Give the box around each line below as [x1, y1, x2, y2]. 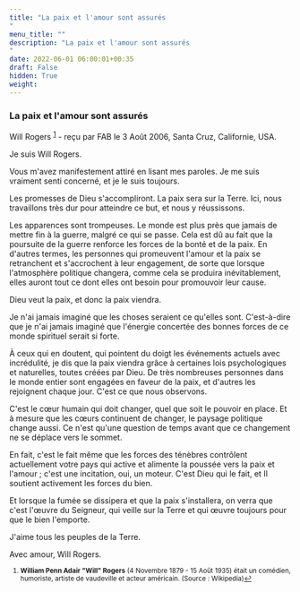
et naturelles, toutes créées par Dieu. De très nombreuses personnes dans [9, 366, 284, 377]
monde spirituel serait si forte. [9, 330, 120, 341]
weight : [9, 80, 39, 89]
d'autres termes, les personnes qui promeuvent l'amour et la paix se [9, 248, 261, 259]
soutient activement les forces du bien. [9, 477, 153, 488]
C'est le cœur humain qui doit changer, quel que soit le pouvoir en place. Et [9, 403, 287, 414]
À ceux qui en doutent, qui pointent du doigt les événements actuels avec [9, 347, 280, 358]
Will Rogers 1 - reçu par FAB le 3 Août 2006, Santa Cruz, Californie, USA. [9, 129, 278, 142]
